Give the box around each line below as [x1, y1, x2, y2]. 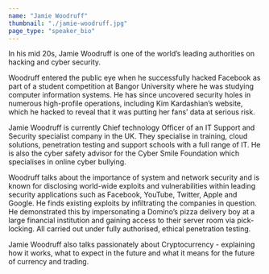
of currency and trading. [8, 257, 89, 267]
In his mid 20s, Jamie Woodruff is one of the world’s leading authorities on [8, 49, 255, 59]
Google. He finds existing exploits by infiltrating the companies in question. [8, 198, 258, 208]
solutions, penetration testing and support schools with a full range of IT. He [8, 140, 261, 150]
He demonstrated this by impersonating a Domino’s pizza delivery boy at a [8, 207, 255, 217]
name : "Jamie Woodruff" [8, 11, 89, 20]
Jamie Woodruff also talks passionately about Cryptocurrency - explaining [8, 239, 255, 250]
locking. [8, 224, 35, 234]
